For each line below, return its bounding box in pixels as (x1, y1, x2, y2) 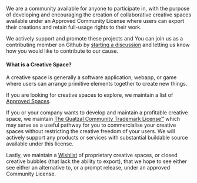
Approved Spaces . (6, 98, 51, 105)
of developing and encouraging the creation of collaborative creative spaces (6, 11, 192, 18)
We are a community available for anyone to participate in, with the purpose (6, 5, 190, 12)
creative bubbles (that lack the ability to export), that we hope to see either (6, 158, 187, 165)
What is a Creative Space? (6, 61, 72, 68)
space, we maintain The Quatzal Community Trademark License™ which (6, 116, 181, 123)
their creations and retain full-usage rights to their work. (6, 23, 142, 30)
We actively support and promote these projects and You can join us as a (6, 35, 183, 42)
